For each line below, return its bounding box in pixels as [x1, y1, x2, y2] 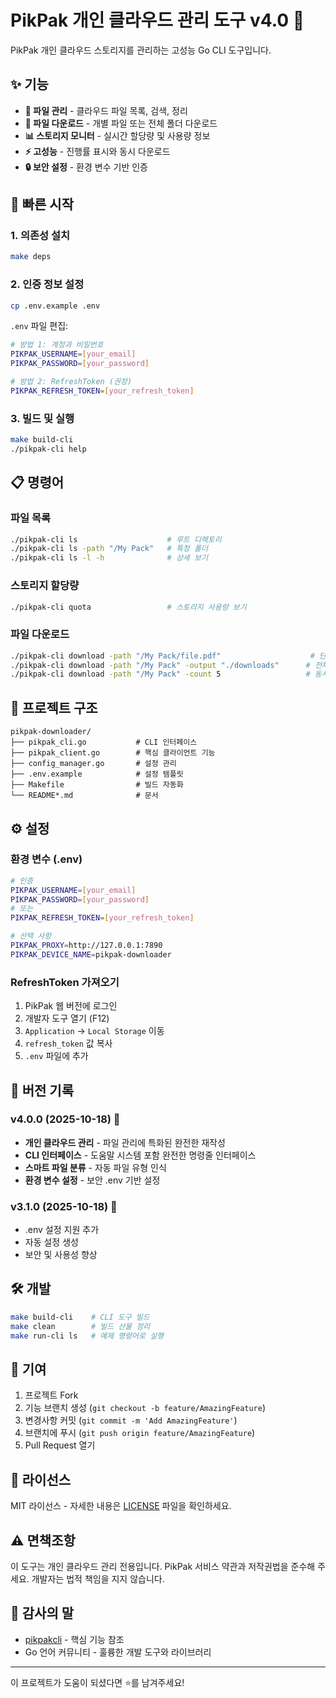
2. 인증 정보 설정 [10, 277, 85, 291]
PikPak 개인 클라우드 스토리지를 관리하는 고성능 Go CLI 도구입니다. [10, 44, 272, 56]
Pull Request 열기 [24, 1439, 96, 1451]
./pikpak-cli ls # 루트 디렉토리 [10, 534, 222, 545]
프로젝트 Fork [24, 1389, 79, 1401]
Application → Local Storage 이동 [24, 1025, 165, 1037]
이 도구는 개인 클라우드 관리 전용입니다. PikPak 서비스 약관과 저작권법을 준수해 [10, 1560, 316, 1572]
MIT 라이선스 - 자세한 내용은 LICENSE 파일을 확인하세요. [10, 1500, 232, 1512]
